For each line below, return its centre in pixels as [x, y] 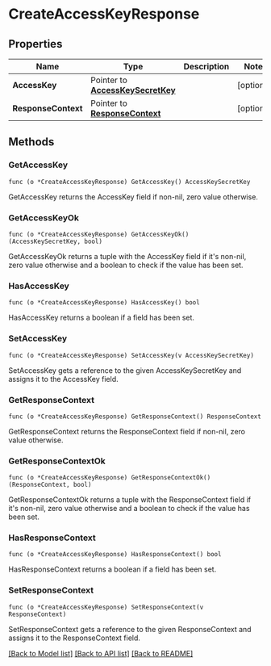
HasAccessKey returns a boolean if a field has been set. [102, 318]
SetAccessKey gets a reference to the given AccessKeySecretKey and [125, 370]
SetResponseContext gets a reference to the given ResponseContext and [130, 629]
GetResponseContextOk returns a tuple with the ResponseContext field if [130, 500]
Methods [31, 142]
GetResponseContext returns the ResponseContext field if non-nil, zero [127, 431]
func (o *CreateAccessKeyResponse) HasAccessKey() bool [104, 303]
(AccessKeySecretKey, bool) [56, 241]
